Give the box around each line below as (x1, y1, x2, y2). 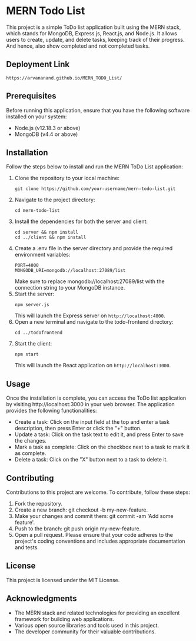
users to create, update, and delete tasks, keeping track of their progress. (6, 36, 185, 43)
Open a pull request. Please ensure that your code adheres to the (14, 532, 174, 538)
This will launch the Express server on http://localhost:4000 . (14, 312, 165, 319)
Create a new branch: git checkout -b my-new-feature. (14, 506, 148, 513)
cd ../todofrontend (14, 330, 63, 336)
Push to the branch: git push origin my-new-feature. (14, 525, 141, 532)
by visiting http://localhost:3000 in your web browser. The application (6, 401, 175, 408)
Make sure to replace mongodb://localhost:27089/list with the (14, 278, 165, 285)
